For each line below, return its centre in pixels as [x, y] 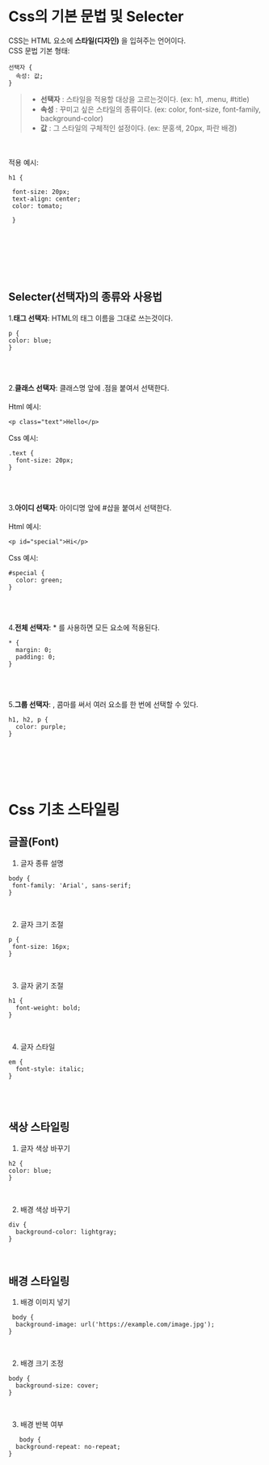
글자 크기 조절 [42, 924]
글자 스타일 [38, 1046]
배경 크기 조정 [42, 1363]
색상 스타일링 [39, 1127]
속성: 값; [29, 76]
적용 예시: [23, 162]
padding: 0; [36, 657]
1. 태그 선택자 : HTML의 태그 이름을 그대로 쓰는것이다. [91, 318]
